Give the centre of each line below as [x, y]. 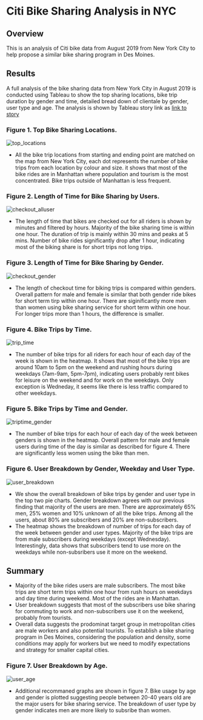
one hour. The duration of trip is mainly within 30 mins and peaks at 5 [102, 234]
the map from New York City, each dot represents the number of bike [101, 161]
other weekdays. [36, 393]
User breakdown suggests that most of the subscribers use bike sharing [105, 605]
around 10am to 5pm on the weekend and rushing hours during [94, 367]
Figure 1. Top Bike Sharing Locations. [62, 130]
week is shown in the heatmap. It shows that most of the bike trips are [102, 361]
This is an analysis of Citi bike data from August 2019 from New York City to [101, 48]
